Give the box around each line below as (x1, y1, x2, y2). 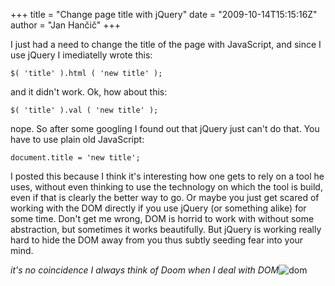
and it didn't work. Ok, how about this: (10, 86, 168, 98)
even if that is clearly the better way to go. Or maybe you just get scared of (10, 192, 320, 203)
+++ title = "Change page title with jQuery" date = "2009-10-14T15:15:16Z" (10, 9, 318, 20)
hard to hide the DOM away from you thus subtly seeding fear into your (10, 234, 304, 246)
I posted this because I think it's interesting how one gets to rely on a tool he (10, 170, 325, 182)
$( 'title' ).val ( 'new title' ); (10, 105, 159, 115)
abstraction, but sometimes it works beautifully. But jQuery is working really (10, 224, 322, 235)
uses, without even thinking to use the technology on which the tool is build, (10, 181, 323, 193)
